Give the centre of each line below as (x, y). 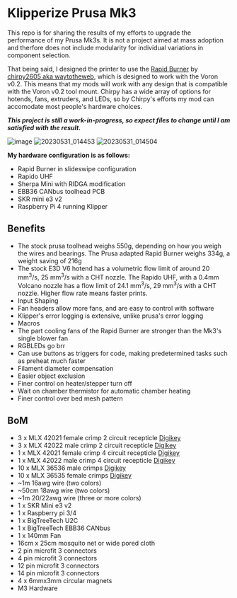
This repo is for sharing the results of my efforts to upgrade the (99, 33)
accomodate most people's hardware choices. (75, 106)
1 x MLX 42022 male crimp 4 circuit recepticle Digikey (96, 460)
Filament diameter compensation (65, 369)
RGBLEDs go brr (41, 346)
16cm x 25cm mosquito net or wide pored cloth (86, 543)
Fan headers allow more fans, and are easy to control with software (116, 309)
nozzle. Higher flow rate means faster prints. (82, 293)
